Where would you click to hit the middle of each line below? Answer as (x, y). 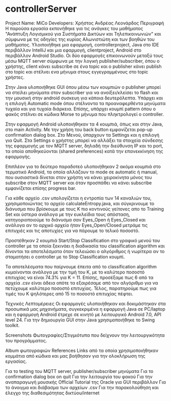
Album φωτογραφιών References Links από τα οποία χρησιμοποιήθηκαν (82, 350)
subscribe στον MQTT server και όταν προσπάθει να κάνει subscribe (79, 183)
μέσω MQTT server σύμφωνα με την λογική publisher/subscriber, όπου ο (82, 61)
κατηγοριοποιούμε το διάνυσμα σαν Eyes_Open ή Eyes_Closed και (76, 219)
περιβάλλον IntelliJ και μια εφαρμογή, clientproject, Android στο (74, 50)
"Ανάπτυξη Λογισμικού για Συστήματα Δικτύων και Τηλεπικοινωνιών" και (83, 34)
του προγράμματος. (26, 340)
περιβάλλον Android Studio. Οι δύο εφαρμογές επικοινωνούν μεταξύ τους (84, 55)
